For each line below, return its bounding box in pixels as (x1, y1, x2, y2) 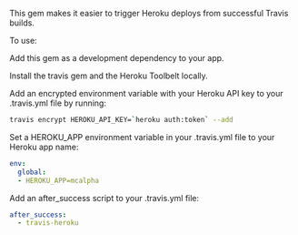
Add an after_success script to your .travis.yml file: (9, 192, 200, 203)
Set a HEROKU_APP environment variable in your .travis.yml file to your (9, 131, 275, 142)
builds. (9, 17, 35, 28)
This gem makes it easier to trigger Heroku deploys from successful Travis (9, 8, 289, 18)
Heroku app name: (9, 141, 79, 152)
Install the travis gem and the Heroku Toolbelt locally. (9, 70, 209, 81)
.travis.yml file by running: (9, 97, 107, 108)
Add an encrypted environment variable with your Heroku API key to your (9, 88, 283, 98)
